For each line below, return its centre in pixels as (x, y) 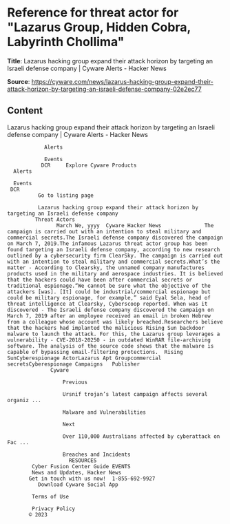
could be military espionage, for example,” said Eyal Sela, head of (109, 297)
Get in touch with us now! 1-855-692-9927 (92, 479)
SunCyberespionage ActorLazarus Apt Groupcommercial (84, 358)
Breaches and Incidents (96, 454)
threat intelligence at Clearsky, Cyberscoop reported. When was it (107, 304)
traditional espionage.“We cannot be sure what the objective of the (109, 286)
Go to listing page (66, 195)
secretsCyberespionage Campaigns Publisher (73, 364)
